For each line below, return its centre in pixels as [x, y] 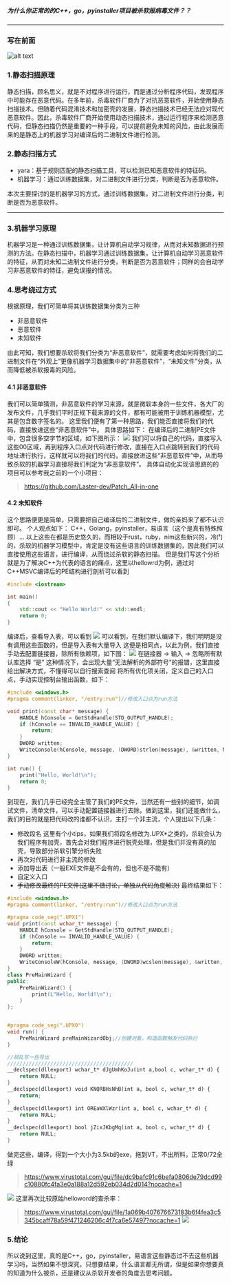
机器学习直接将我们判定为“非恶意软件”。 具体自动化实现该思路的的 [125, 464]
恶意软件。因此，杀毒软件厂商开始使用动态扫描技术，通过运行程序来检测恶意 [115, 117]
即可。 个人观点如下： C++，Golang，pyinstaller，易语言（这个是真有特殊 [112, 528]
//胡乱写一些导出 [28, 1057]
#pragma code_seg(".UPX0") [46, 1026]
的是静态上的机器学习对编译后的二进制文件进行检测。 [88, 134]
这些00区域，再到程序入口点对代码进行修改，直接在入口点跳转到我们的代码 [113, 447]
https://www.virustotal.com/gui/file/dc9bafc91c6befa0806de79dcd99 [123, 1177]
